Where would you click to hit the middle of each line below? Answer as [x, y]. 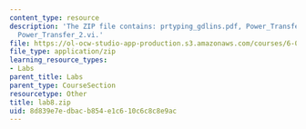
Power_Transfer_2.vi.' [61, 35]
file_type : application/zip [63, 52]
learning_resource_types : [58, 60]
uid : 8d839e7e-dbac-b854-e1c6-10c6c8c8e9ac [93, 111]
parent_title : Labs [46, 77]
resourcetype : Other [49, 94]
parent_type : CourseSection [63, 85]
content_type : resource [55, 18]
